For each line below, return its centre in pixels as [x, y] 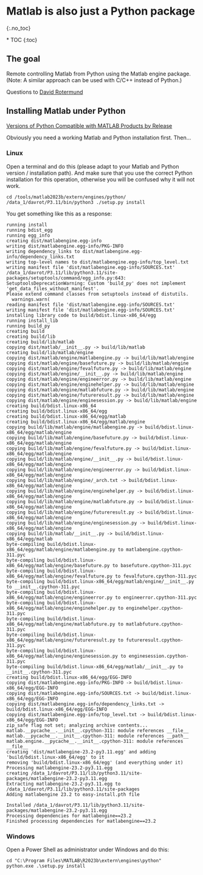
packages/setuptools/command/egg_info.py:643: [66, 278]
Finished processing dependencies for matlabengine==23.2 [81, 821]
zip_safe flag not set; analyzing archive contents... [77, 725]
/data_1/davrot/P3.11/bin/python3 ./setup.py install [76, 202]
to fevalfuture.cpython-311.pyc [156, 576]
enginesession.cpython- [159, 656]
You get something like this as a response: [59, 214]
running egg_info [28, 235]
